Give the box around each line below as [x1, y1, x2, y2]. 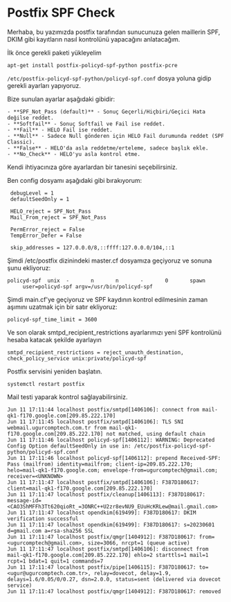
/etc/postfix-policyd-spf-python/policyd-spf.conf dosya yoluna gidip [7, 74, 212, 82]
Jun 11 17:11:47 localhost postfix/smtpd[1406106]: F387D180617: [7, 479, 199, 486]
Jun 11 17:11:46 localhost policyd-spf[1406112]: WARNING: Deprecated [7, 436, 215, 443]
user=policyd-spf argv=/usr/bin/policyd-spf [22, 283, 154, 290]
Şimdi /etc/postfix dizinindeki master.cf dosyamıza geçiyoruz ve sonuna [7, 256, 212, 265]
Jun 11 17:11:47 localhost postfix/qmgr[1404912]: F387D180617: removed [7, 587, 221, 595]
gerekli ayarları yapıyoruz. [7, 81, 82, 89]
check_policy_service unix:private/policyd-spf [7, 355, 147, 362]
